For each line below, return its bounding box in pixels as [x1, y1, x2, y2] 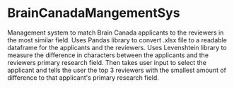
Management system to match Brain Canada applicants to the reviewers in [7, 28, 224, 37]
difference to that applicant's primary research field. [7, 73, 159, 82]
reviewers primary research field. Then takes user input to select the [7, 58, 207, 66]
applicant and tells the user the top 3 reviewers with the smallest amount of [7, 66, 227, 74]
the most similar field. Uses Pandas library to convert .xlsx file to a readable [7, 35, 228, 44]
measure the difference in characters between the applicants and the [7, 51, 209, 59]
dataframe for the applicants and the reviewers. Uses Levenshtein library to [7, 43, 228, 52]
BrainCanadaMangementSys [7, 5, 180, 21]
